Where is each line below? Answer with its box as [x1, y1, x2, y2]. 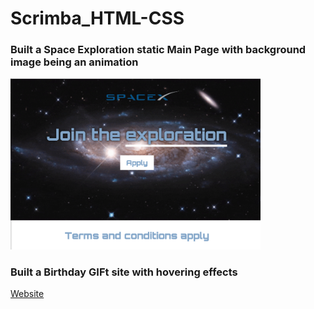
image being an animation [10, 55, 139, 69]
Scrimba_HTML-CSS [10, 7, 185, 30]
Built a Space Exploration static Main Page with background [10, 43, 307, 57]
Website [10, 288, 45, 300]
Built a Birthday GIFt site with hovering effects [10, 265, 238, 279]
